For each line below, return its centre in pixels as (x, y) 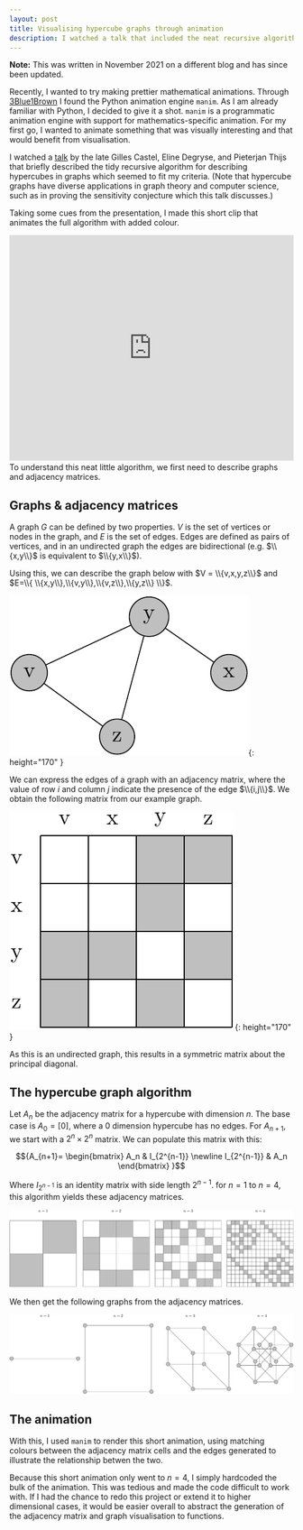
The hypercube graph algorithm (101, 1092)
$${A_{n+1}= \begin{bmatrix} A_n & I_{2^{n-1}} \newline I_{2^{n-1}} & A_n (151, 1157)
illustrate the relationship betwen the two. (87, 1461)
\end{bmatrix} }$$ (151, 1166)
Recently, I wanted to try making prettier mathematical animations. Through (149, 92)
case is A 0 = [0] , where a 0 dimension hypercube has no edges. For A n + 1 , (148, 1126)
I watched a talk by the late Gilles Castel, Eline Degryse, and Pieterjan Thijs (148, 157)
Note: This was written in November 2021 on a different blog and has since (149, 65)
